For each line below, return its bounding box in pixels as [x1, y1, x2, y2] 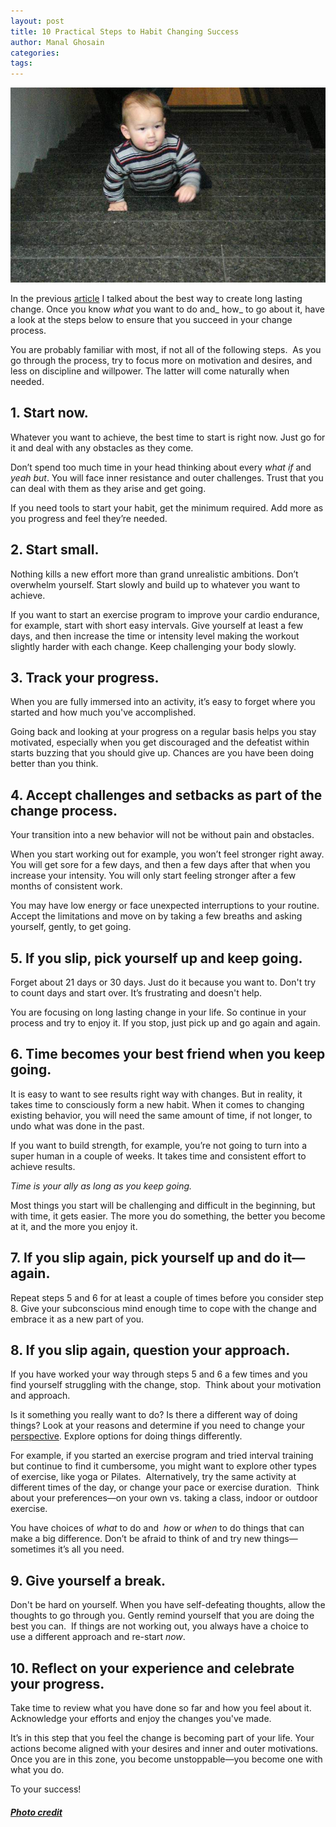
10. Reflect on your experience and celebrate [10, 1660, 295, 1677]
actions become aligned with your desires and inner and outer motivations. [10, 1743, 319, 1755]
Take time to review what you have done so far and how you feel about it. [10, 1702, 312, 1714]
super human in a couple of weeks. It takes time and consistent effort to [10, 1150, 307, 1162]
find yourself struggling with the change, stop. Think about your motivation [10, 1379, 322, 1391]
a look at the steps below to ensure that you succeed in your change [10, 313, 293, 325]
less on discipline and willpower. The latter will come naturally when [10, 365, 290, 377]
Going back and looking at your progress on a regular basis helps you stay [10, 726, 317, 738]
